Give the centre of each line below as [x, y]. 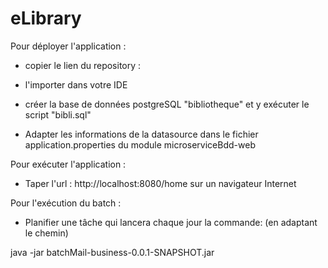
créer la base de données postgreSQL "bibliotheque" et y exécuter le [167, 104]
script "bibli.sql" [58, 114]
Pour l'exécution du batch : [66, 203]
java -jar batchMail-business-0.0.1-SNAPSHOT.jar [112, 252]
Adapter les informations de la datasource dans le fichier [141, 134]
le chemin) [46, 233]
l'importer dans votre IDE [76, 84]
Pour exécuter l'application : [68, 164]
